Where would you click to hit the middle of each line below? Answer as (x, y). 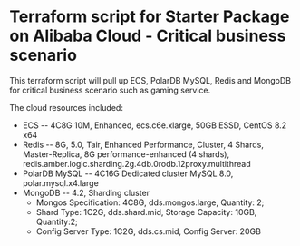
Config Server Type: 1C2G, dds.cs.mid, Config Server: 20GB (148, 231)
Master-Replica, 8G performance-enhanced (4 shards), (126, 154)
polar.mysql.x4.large (61, 182)
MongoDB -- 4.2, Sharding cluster (86, 192)
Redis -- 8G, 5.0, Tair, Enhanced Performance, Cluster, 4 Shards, (143, 144)
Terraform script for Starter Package (150, 17)
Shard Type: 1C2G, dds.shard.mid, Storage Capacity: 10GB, (146, 212)
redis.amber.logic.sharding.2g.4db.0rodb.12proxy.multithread (136, 163)
